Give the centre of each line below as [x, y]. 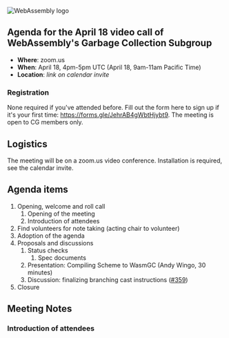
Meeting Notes [40, 309]
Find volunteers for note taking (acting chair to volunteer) [98, 228]
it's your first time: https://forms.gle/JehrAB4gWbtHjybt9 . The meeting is [110, 115]
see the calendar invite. [40, 168]
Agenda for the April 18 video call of [86, 32]
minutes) [40, 272]
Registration [28, 92]
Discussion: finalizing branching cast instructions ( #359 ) [108, 279]
